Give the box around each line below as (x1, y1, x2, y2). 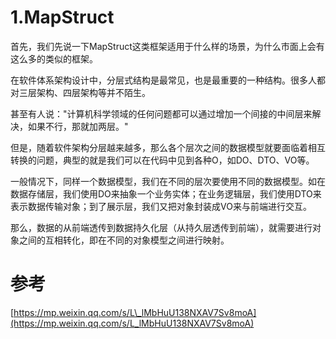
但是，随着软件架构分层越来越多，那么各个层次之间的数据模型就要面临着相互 (10, 141, 326, 153)
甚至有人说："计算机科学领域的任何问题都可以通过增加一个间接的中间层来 (10, 107, 313, 120)
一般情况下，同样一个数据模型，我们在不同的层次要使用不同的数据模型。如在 (10, 175, 326, 187)
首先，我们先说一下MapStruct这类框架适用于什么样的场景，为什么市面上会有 (10, 40, 325, 52)
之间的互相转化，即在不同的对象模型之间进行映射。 (18, 234, 230, 246)
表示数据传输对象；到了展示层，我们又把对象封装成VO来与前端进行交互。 (10, 200, 312, 212)
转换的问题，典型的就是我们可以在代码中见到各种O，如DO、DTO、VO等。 (10, 154, 315, 166)
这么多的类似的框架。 (10, 52, 98, 65)
